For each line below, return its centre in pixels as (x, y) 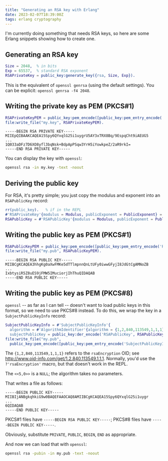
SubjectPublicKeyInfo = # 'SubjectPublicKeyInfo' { (58, 325)
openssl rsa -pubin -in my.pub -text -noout (52, 453)
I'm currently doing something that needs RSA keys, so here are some (77, 34)
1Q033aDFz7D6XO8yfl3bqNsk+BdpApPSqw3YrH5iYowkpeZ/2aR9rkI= (68, 145)
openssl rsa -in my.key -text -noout (44, 168)
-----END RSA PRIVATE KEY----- (38, 149)
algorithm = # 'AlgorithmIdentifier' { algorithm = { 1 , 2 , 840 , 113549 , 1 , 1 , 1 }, (88, 329)
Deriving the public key (42, 183)
